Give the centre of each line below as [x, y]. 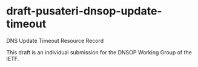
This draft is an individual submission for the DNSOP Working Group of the [99, 52]
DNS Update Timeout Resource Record [55, 40]
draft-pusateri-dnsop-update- [84, 11]
